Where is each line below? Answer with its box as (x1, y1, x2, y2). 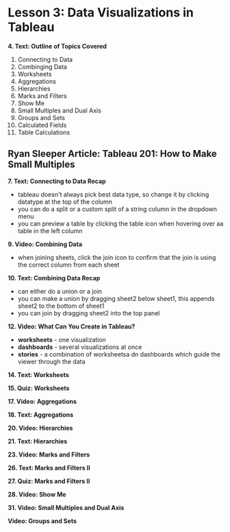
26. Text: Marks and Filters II (8, 463, 91, 472)
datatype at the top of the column (17, 197, 112, 206)
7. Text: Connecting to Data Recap (8, 177, 106, 185)
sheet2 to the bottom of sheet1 (17, 302, 105, 310)
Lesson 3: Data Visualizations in (8, 5, 194, 21)
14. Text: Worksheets (8, 370, 69, 378)
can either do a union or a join (17, 287, 102, 295)
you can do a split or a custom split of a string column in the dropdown (17, 204, 218, 213)
